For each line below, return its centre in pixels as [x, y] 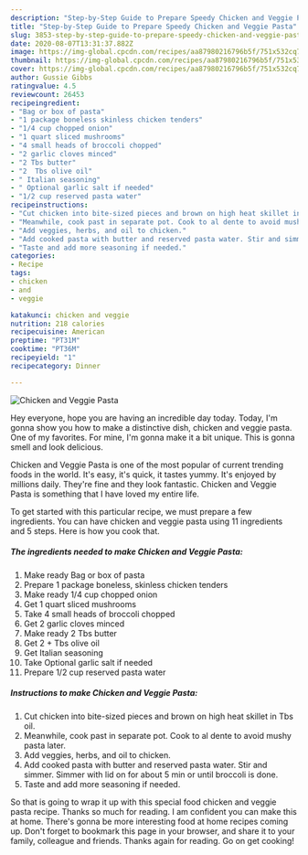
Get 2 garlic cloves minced [74, 624]
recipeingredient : [45, 103]
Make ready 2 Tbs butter [70, 633]
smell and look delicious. [57, 447]
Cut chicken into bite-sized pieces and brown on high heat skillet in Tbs [158, 716]
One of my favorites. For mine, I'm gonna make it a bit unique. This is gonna [153, 437]
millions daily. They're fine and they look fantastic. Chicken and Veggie [143, 484]
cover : [23, 69]
